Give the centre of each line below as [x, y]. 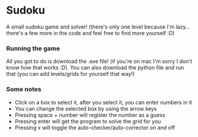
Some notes [24, 90]
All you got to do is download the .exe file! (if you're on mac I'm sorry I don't [99, 61]
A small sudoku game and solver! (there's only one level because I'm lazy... [98, 27]
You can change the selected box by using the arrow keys [86, 109]
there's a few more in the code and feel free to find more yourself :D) [91, 33]
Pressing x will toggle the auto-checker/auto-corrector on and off [95, 128]
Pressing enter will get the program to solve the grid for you [88, 121]
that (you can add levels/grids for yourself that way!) [70, 74]
